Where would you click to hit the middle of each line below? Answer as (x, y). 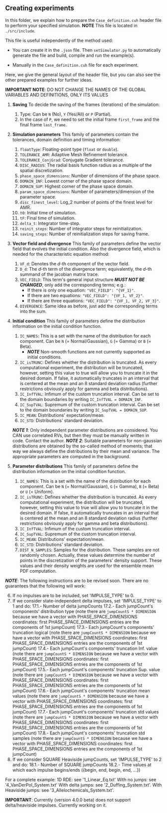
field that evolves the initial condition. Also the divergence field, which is (86, 249)
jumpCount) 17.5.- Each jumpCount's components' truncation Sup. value (86, 669)
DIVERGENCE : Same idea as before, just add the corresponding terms (89, 306)
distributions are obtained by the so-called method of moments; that (82, 446)
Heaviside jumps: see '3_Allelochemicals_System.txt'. (60, 790)
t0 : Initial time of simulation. (48, 212)
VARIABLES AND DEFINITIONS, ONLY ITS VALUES (57, 95)
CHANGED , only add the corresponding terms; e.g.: (73, 285)
